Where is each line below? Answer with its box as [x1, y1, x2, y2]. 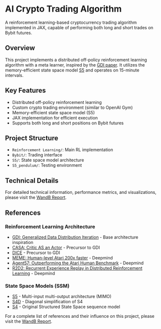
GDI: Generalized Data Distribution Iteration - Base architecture [12, 234, 139, 240]
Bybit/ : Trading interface [12, 152, 62, 158]
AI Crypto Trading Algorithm [5, 3, 122, 15]
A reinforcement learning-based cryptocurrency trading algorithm [5, 19, 137, 25]
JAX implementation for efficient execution [12, 115, 98, 121]
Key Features [5, 87, 46, 95]
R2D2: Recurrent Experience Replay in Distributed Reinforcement [12, 265, 143, 271]
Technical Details [5, 176, 59, 185]
